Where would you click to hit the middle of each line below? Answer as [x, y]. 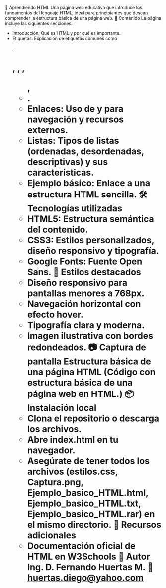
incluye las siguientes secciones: [39, 23]
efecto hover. [55, 315]
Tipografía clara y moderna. [86, 325]
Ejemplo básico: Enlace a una [89, 183]
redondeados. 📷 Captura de [87, 347]
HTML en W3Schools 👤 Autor [88, 557]
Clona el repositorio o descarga [93, 419]
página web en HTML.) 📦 [81, 394]
